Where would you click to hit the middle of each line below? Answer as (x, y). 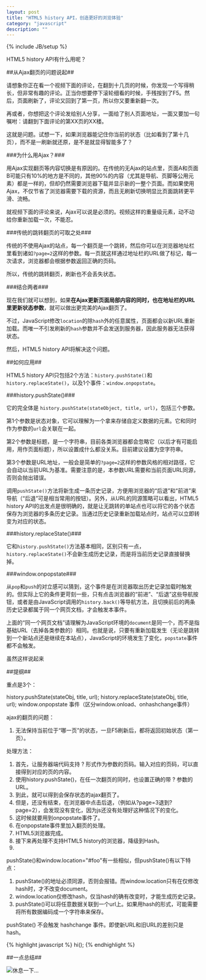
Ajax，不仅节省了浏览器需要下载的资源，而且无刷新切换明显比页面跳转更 (98, 191)
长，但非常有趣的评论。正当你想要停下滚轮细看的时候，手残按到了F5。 (96, 93)
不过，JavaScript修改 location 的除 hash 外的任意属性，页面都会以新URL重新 (101, 321)
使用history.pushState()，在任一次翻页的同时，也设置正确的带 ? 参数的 (104, 779)
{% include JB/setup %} (37, 47)
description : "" (27, 29)
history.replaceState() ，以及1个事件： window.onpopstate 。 (82, 383)
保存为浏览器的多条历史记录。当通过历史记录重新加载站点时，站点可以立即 (100, 514)
